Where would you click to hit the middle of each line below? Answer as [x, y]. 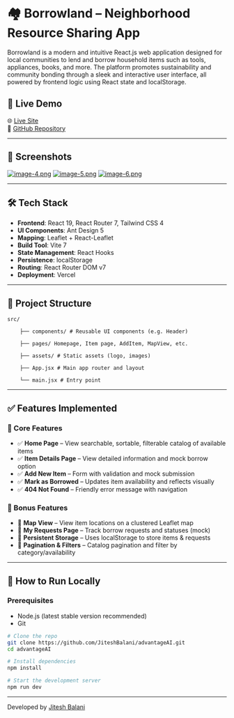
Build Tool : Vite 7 [42, 245]
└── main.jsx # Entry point [60, 380]
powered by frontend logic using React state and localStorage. [97, 81]
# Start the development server [54, 681]
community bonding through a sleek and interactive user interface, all [107, 75]
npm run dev [24, 687]
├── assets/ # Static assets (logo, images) [85, 356]
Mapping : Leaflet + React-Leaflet [65, 238]
